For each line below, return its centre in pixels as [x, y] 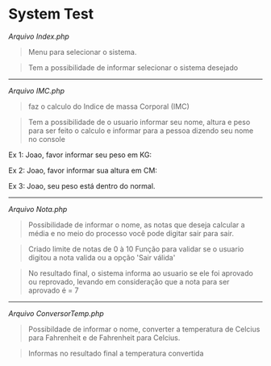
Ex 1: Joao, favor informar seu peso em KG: [80, 155]
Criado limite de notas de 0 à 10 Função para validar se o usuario [136, 249]
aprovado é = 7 [53, 290]
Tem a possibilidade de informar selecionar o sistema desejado [133, 67]
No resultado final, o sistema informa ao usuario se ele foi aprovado [141, 273]
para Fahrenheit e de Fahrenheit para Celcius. [104, 337]
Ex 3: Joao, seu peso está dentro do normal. [82, 185]
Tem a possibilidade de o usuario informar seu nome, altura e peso [139, 122]
